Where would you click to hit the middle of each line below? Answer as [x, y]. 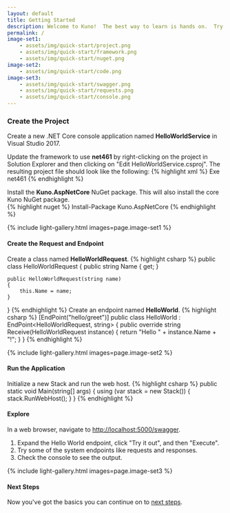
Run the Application [36, 368]
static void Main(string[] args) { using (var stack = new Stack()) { [99, 391]
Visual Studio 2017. [34, 144]
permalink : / [26, 33]
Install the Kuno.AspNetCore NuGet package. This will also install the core [113, 192]
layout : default [30, 13]
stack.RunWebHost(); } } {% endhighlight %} [70, 398]
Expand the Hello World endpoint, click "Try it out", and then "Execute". [118, 443]
